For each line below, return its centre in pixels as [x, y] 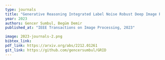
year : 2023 [16, 19]
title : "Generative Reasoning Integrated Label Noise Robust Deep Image [81, 14]
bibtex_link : [18, 41]
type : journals [21, 10]
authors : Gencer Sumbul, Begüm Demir [44, 23]
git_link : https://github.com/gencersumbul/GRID [56, 50]
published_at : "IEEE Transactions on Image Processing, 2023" [70, 28]
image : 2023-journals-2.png [34, 37]
